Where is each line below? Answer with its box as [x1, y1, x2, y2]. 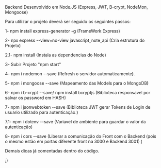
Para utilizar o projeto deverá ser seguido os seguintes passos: [5, 19, 131, 24]
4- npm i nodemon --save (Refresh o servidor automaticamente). [5, 71, 135, 77]
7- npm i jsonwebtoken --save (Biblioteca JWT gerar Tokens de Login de [5, 104, 151, 110]
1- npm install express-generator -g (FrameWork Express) [5, 28, 120, 34]
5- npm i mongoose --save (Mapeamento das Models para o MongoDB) [5, 80, 149, 86]
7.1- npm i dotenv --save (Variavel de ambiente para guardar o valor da [5, 119, 146, 124]
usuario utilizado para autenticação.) [5, 109, 79, 115]
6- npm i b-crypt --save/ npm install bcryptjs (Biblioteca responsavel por [5, 90, 150, 95]
